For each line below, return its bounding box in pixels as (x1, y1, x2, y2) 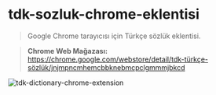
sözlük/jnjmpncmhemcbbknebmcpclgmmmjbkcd (27, 62, 185, 72)
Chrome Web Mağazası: (27, 46, 108, 55)
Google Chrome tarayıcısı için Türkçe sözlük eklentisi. (27, 31, 201, 40)
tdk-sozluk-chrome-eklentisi (8, 5, 200, 23)
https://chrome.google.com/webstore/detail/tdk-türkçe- (27, 55, 209, 64)
